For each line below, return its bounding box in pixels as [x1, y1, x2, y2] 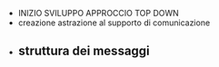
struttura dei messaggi [17, 43, 150, 59]
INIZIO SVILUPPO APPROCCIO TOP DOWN [17, 8, 179, 18]
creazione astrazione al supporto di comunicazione [17, 17, 211, 28]
